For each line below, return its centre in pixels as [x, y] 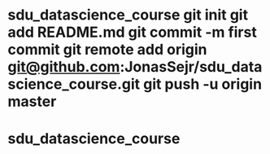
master [32, 101]
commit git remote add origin [107, 50]
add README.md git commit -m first [132, 32]
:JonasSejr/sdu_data [191, 67]
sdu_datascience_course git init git [128, 15]
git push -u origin [202, 84]
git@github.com [64, 67]
